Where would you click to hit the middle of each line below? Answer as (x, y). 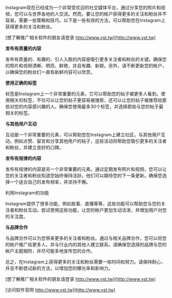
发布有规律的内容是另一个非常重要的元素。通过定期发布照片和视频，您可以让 (86, 169)
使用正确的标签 (21, 83)
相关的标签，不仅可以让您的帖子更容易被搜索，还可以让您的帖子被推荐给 (86, 100)
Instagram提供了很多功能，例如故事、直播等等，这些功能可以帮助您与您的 (83, 204)
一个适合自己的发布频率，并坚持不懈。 (50, 182)
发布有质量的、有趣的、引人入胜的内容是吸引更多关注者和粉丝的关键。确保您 (86, 59)
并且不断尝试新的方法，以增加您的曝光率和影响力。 (59, 268)
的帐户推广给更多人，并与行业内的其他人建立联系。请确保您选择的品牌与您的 (86, 245)
